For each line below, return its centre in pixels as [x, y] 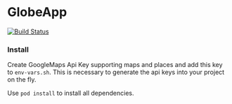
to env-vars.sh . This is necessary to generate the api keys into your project [116, 72]
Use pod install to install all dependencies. [71, 93]
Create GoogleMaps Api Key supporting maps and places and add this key [115, 65]
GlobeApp [37, 12]
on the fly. [22, 80]
